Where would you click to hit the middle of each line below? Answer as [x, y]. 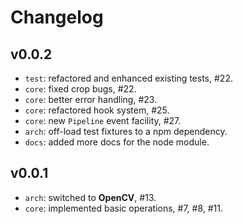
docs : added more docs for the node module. [117, 142]
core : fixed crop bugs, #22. [80, 89]
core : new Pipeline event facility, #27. [103, 120]
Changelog [57, 17]
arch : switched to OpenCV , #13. [90, 197]
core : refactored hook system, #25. [97, 110]
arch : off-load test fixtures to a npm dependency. [126, 131]
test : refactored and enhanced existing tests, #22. [128, 78]
